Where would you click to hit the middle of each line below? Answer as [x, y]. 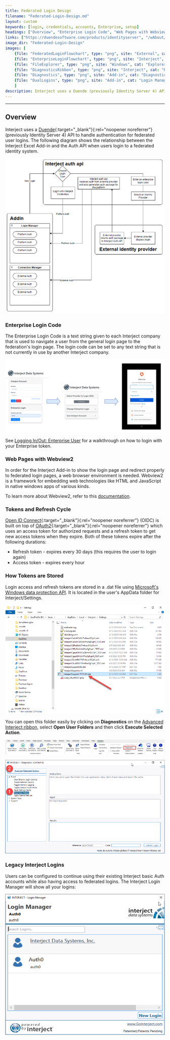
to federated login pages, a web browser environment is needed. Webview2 [84, 476]
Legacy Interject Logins [35, 865]
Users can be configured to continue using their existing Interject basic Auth [85, 876]
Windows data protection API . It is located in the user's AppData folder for [82, 592]
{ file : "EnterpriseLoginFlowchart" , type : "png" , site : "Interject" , [89, 59]
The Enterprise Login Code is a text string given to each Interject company [83, 336]
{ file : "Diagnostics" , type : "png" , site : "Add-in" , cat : [77, 75]
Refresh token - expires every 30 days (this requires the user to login [84, 552]
